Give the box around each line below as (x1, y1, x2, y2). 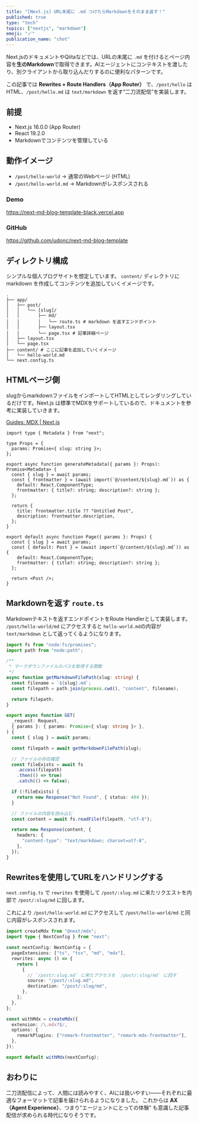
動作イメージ (6, 155, 53, 166)
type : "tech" (6, 20, 39, 26)
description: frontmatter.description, (17, 513, 116, 519)
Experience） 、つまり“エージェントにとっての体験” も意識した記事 (27, 1104, 190, 1111)
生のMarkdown (17, 61, 55, 68)
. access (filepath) (17, 767, 62, 773)
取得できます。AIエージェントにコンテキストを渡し (59, 61, 183, 68)
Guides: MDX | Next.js (6, 418, 60, 426)
